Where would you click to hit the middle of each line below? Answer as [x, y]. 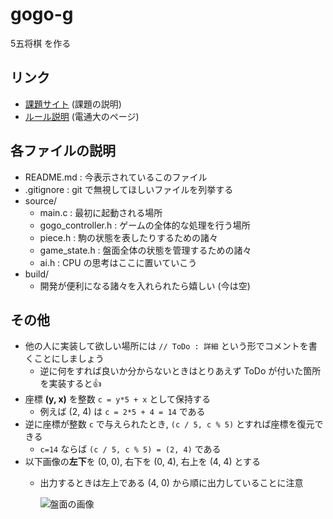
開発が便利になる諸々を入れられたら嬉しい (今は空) [145, 285]
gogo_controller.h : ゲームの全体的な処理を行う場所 [145, 225]
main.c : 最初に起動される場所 [101, 212]
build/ [37, 274]
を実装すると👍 [70, 384]
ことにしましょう [69, 359]
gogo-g [42, 14]
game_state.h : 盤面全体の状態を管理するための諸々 [145, 250]
